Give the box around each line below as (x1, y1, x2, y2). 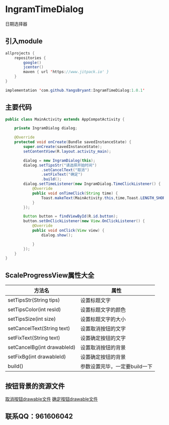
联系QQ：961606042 (5, 412, 73, 421)
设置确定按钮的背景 (80, 353, 126, 361)
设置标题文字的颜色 (80, 306, 126, 313)
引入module (5, 37, 43, 46)
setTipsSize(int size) (8, 316, 56, 323)
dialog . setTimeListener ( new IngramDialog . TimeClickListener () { (23, 181, 161, 187)
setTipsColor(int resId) (8, 306, 61, 313)
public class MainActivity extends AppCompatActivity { (5, 117, 125, 122)
